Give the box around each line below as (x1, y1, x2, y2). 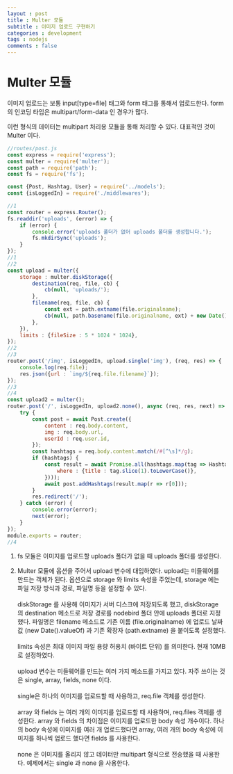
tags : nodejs (7, 36, 49, 43)
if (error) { (19, 222, 58, 229)
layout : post (7, 10, 49, 17)
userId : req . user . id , (44, 435, 110, 442)
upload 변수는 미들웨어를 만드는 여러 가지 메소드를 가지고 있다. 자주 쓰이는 (17, 667, 218, 675)
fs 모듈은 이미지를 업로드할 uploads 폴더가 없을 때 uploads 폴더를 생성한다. (17, 552, 222, 561)
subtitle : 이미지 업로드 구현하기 (7, 23, 96, 30)
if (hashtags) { (32, 455, 79, 462)
